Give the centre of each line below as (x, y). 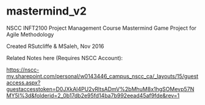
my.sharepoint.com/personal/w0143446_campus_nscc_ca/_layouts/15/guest (103, 76)
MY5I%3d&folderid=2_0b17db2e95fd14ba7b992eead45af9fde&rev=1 (93, 95)
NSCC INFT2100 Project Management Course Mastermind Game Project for (102, 28)
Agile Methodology (30, 34)
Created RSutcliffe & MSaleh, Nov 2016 (56, 46)
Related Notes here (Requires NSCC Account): (65, 58)
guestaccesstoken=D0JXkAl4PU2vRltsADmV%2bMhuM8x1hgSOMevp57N (100, 89)
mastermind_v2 (47, 11)
